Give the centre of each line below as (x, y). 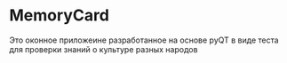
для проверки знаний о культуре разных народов (104, 49)
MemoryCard (59, 16)
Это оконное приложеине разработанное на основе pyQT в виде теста (144, 40)
